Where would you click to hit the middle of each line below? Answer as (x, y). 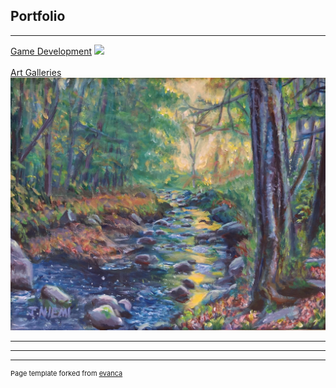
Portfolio (38, 16)
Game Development (51, 51)
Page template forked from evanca (66, 374)
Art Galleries (36, 72)
